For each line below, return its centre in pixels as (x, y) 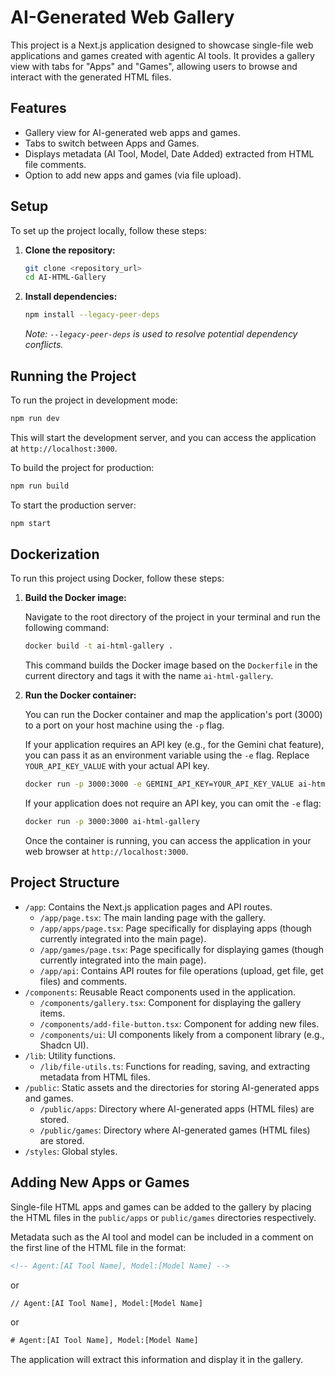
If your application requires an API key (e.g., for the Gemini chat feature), (174, 745)
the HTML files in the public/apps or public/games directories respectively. (163, 1217)
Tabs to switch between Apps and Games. (112, 143)
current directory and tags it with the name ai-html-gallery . (149, 676)
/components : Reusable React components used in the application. (160, 992)
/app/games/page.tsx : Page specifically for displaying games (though (181, 949)
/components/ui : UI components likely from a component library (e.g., (182, 1034)
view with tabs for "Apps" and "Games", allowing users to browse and (154, 66)
